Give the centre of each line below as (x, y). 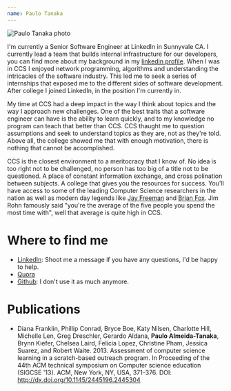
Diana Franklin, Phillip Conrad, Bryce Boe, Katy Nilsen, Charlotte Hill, (114, 328)
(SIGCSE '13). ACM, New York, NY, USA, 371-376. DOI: (94, 372)
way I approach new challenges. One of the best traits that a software (106, 111)
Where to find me (58, 240)
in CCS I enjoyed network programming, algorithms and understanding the (113, 68)
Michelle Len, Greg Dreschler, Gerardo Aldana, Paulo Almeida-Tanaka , (118, 336)
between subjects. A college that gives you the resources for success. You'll (115, 183)
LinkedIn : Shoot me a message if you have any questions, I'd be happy (118, 259)
